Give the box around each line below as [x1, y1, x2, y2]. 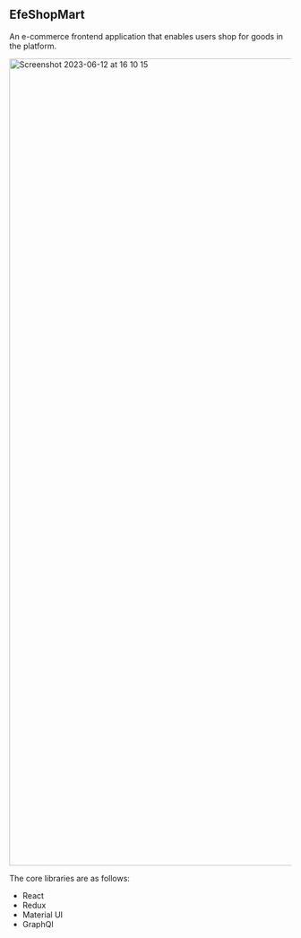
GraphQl [21, 918, 54, 929]
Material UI [21, 909, 64, 920]
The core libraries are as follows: [9, 873, 130, 883]
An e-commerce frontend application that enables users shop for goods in [9, 30, 284, 41]
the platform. [9, 40, 56, 51]
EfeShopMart [9, 7, 85, 22]
